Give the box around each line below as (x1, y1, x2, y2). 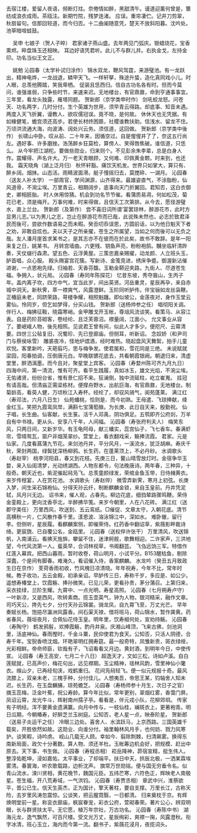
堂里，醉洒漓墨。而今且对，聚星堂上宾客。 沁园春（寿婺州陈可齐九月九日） (6, 360, 188, 366)
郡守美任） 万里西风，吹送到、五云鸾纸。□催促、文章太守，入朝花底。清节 (6, 506, 187, 513)
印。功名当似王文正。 (6, 54, 57, 61)
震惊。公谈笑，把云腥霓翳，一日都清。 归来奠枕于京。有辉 (46, 791, 188, 798)
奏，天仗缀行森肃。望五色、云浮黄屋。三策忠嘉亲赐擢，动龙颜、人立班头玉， (6, 250, 191, 257)
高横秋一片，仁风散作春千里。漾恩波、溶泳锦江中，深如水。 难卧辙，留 (6, 513, 177, 520)
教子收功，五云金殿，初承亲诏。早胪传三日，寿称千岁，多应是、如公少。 (16, 572, 191, 579)
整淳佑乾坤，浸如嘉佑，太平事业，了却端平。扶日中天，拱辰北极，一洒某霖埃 (6, 755, 191, 762)
